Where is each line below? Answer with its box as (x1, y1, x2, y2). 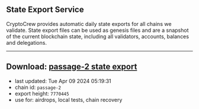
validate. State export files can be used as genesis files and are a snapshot (6, 27, 189, 34)
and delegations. (6, 39, 47, 46)
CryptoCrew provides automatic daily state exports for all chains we (6, 20, 172, 27)
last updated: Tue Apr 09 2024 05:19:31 (14, 77, 111, 84)
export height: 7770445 (14, 90, 69, 97)
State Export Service (6, 5, 84, 15)
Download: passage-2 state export (6, 62, 137, 72)
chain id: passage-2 (14, 84, 61, 91)
